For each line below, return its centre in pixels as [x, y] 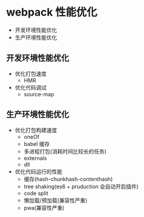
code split [36, 193]
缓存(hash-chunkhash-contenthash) [68, 179]
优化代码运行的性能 [39, 172]
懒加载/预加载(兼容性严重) [56, 200]
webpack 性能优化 [52, 12]
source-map [39, 94]
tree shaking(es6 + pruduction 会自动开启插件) [81, 187]
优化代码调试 [30, 87]
